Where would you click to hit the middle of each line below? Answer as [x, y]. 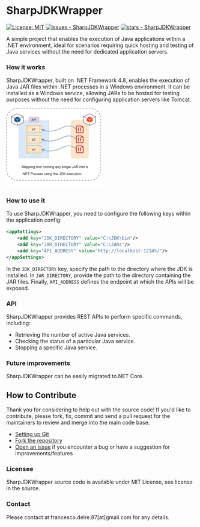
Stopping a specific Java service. [56, 348]
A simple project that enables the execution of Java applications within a [96, 39]
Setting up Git [32, 434]
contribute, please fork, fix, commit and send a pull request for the [88, 416]
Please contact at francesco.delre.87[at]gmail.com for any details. [88, 517]
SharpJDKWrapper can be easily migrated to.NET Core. [75, 376]
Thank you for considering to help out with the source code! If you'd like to [98, 410]
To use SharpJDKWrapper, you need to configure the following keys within [98, 214]
